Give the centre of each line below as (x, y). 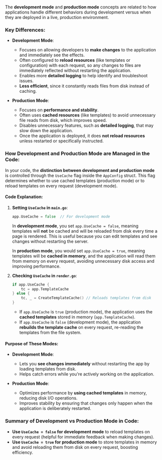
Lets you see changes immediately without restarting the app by (84, 364)
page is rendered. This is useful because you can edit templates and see (85, 236)
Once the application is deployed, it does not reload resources (82, 136)
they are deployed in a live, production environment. (57, 17)
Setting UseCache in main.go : (40, 207)
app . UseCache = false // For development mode (61, 216)
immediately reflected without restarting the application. (75, 70)
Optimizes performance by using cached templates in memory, (83, 393)
